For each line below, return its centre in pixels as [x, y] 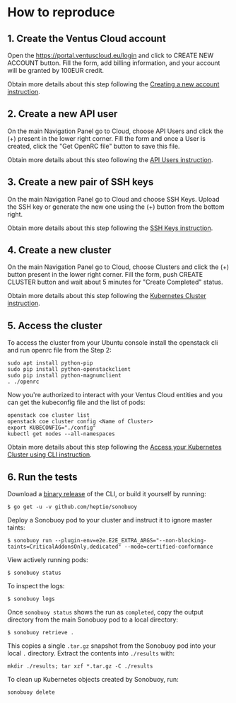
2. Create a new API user [63, 114]
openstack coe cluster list [49, 416]
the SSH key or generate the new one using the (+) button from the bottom [116, 207]
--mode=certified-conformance [169, 547]
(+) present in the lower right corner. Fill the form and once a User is [107, 138]
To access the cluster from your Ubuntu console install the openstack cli [113, 343]
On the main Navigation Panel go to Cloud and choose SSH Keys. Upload [113, 199]
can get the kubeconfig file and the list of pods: [76, 402]
